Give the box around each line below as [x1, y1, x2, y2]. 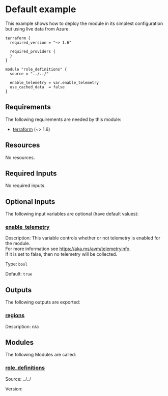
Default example [5, 4, 76, 15]
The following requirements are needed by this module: [5, 116, 121, 123]
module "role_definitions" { [5, 67, 67, 72]
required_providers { [10, 49, 56, 54]
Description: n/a [5, 323, 39, 329]
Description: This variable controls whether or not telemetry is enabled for [5, 235, 160, 241]
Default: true [5, 271, 33, 277]
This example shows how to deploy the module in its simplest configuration [5, 20, 163, 26]
